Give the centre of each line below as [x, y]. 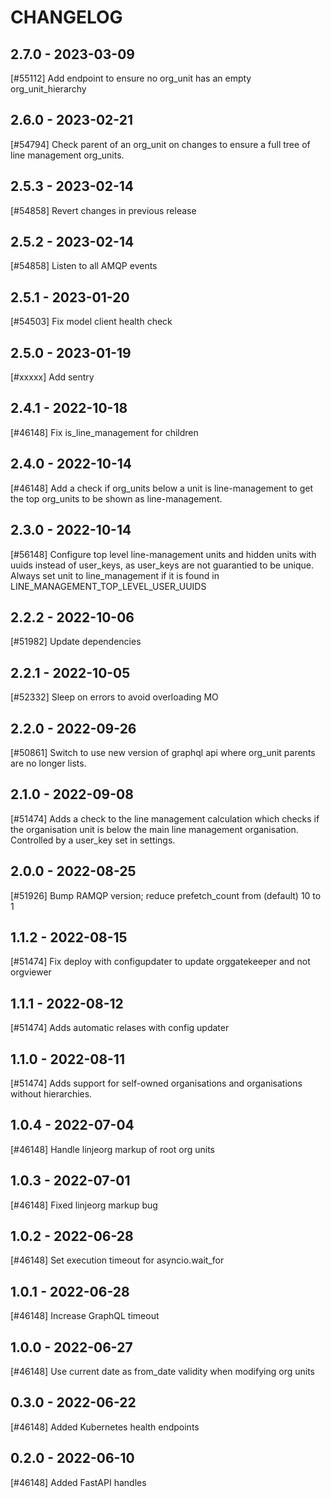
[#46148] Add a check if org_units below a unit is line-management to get [161, 488]
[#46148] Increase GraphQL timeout [85, 1316]
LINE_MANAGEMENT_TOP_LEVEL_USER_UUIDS [108, 586]
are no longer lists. [48, 763]
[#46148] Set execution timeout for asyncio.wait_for [117, 1260]
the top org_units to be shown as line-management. [116, 498]
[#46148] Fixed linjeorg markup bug [84, 1205]
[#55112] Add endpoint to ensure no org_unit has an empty [131, 78]
